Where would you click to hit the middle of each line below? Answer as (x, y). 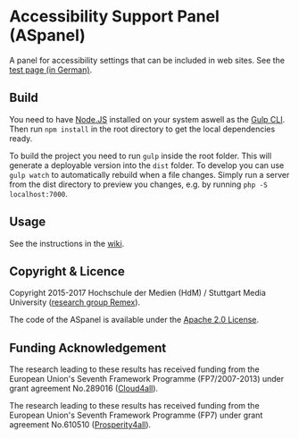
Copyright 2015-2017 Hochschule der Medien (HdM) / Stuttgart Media (137, 293)
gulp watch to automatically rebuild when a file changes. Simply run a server (149, 174)
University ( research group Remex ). (75, 302)
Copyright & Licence (67, 271)
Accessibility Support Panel (115, 17)
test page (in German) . (51, 70)
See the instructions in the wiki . (67, 243)
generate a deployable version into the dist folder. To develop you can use (147, 165)
